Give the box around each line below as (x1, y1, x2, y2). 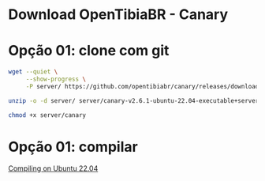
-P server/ (25, 82, 62, 90)
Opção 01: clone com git (8, 42, 170, 60)
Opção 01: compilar (8, 138, 138, 156)
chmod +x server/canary (8, 111, 87, 119)
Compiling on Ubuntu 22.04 (8, 164, 99, 173)
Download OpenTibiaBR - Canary (8, 6, 229, 24)
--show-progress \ (25, 75, 87, 83)
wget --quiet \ (8, 68, 58, 76)
